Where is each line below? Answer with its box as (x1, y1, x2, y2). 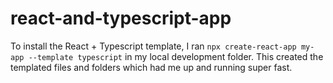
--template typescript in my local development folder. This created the (28, 50, 324, 62)
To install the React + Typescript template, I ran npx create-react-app (10, 40, 297, 52)
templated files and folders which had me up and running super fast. (10, 61, 293, 73)
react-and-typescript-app (10, 7, 232, 30)
